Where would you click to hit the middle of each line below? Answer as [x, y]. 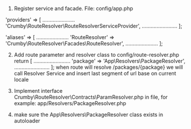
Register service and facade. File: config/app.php [74, 8]
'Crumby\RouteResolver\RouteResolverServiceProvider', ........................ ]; [94, 26]
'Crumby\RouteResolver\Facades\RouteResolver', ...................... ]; [84, 43]
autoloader [27, 121]
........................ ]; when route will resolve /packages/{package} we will [98, 67]
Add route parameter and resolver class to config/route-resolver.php [96, 55]
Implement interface [38, 91]
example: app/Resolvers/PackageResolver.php [70, 103]
